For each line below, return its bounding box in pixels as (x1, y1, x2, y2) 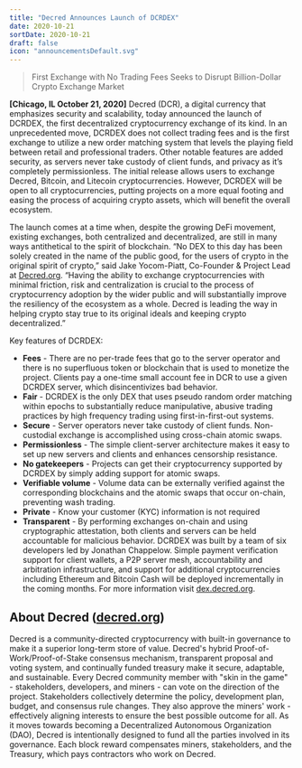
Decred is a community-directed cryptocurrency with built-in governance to (9, 633, 291, 644)
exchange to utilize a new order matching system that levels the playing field (9, 137, 294, 148)
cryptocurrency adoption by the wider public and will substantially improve (9, 289, 287, 300)
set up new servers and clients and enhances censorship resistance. (22, 449, 278, 460)
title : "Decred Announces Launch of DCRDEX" (9, 13, 179, 23)
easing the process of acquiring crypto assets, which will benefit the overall (9, 195, 291, 206)
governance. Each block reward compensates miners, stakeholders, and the (9, 738, 292, 750)
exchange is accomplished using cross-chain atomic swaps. (58, 430, 282, 441)
